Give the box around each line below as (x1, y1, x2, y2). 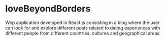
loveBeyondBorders (5, 3, 91, 14)
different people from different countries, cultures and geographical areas (5, 30, 160, 36)
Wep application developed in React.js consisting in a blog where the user (5, 19, 160, 25)
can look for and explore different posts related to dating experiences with (5, 24, 160, 30)
